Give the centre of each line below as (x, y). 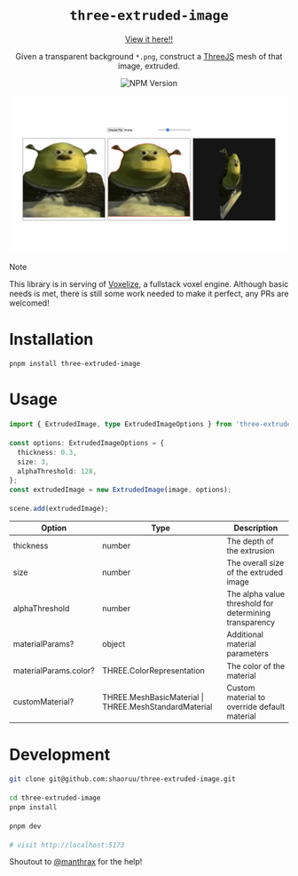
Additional (245, 634)
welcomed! (30, 303)
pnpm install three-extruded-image (75, 364)
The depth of (250, 541)
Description (256, 528)
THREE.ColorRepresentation (153, 671)
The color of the (256, 665)
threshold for (250, 603)
